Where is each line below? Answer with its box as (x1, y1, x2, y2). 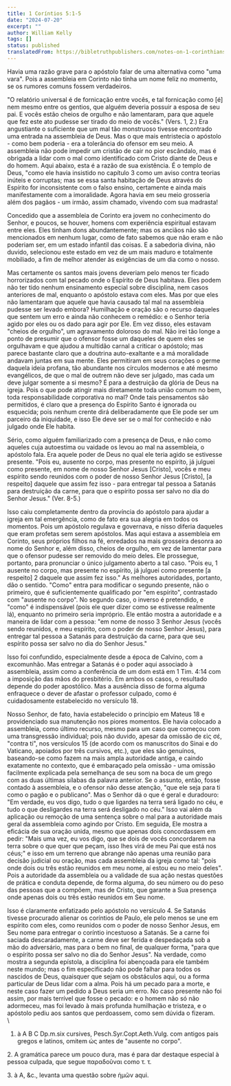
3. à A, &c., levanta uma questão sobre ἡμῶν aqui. (7, 1071, 149, 1079)
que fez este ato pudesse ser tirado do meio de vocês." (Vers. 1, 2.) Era (7, 117, 208, 125)
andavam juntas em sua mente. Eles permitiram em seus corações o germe (7, 356, 221, 365)
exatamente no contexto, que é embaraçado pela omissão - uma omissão (7, 761, 216, 769)
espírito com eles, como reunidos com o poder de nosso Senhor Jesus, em (7, 921, 220, 929)
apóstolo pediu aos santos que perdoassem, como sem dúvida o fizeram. (7, 1009, 215, 1017)
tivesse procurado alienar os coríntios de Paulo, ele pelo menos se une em (7, 914, 219, 922)
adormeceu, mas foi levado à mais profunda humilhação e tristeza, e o (7, 1001, 207, 1010)
